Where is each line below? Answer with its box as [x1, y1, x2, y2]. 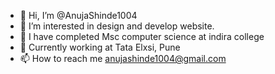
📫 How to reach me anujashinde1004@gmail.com [19, 53, 227, 64]
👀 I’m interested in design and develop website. [19, 20, 215, 32]
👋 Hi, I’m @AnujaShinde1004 [19, 10, 138, 21]
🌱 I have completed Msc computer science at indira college [19, 31, 265, 42]
